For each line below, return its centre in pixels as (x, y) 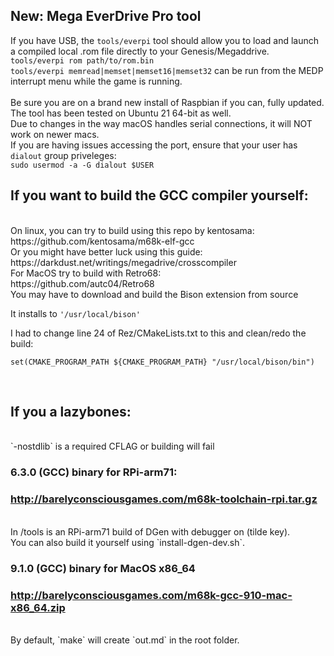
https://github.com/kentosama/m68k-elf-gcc (102, 241)
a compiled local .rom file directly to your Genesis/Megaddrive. (140, 51)
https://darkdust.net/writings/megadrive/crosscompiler (123, 262)
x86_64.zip (38, 607)
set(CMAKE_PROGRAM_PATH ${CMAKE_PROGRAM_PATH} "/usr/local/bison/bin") (162, 362)
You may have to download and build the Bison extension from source (154, 294)
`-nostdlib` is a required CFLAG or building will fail (112, 446)
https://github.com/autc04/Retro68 (82, 283)
